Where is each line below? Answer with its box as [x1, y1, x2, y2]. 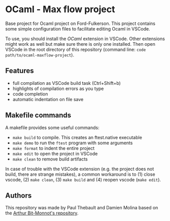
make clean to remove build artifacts [12, 156, 88, 162]
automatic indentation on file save [12, 96, 84, 102]
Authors [5, 191, 32, 200]
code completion [12, 90, 48, 97]
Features [5, 67, 34, 75]
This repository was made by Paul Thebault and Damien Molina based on [5, 205, 158, 211]
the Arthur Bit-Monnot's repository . [5, 210, 79, 216]
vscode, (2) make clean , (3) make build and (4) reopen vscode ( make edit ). [5, 176, 161, 182]
